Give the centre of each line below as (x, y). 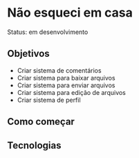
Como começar (41, 122)
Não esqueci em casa (70, 13)
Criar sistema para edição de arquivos (72, 92)
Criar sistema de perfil (49, 100)
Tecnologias (34, 145)
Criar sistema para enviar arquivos (66, 85)
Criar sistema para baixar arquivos (66, 78)
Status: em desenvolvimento (48, 32)
